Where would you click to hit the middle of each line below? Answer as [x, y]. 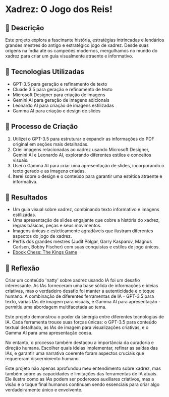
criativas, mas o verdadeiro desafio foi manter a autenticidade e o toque [80, 291]
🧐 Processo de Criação [42, 127]
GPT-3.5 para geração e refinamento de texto [60, 84]
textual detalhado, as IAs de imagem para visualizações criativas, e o [77, 327]
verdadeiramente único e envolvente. [44, 390]
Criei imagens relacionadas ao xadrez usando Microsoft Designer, [81, 149]
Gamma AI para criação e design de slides [57, 111]
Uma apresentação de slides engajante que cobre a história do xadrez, [86, 220]
